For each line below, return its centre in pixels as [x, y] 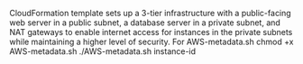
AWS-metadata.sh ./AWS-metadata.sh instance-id [103, 51]
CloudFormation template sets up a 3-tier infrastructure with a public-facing [150, 13]
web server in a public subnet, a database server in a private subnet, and [145, 23]
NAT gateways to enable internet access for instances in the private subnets [151, 32]
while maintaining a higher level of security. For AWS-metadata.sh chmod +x [151, 41]
